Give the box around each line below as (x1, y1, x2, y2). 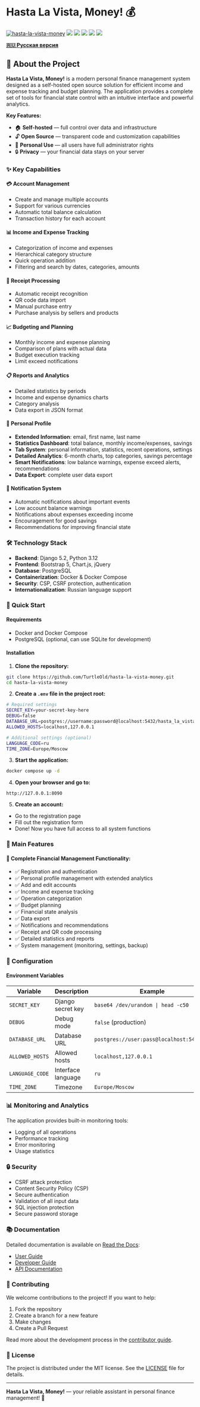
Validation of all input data (14, 1198, 79, 1205)
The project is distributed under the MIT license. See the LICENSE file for (6, 1365, 185, 1372)
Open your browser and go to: (14, 779, 90, 786)
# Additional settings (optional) (6, 735, 92, 741)
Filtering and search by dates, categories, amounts (14, 264, 140, 271)
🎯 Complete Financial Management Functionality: (6, 855, 131, 862)
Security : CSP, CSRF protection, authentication (14, 580, 131, 587)
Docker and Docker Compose (14, 629, 88, 636)
